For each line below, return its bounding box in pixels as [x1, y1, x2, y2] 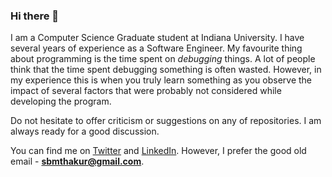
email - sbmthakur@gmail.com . [10, 155, 145, 168]
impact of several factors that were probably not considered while [10, 85, 282, 97]
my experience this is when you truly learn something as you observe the [10, 74, 313, 86]
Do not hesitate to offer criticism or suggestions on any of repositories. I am [10, 115, 322, 127]
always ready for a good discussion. [10, 125, 160, 138]
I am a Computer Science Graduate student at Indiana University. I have [10, 32, 305, 44]
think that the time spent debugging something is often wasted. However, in [10, 64, 322, 76]
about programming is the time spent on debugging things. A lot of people [10, 53, 316, 65]
